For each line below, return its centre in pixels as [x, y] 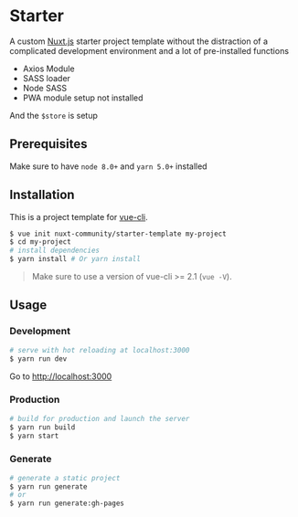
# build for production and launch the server [100, 418]
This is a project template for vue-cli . [79, 216]
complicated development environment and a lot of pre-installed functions [149, 50]
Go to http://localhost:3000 [61, 376]
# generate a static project [65, 478]
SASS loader [47, 78]
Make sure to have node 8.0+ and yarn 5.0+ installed [108, 166]
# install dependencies [55, 251]
